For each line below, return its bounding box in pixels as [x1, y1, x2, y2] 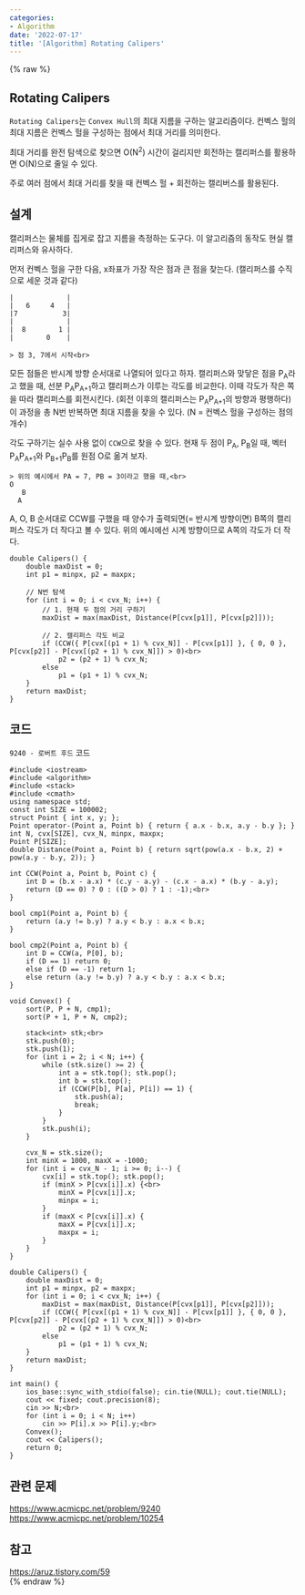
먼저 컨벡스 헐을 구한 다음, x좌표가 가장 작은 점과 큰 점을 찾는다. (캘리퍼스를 [9, 263, 276, 274]
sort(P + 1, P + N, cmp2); [25, 1013, 128, 1022]
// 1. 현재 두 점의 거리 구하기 [42, 605, 146, 614]
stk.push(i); [42, 1125, 92, 1134]
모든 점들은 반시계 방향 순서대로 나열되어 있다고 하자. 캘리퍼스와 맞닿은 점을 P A [9, 367, 289, 381]
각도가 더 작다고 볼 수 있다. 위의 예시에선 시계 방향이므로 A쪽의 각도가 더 [25, 524, 282, 535]
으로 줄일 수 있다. [36, 158, 98, 169]
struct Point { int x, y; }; [9, 813, 120, 823]
